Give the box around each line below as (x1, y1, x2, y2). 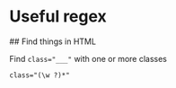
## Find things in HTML (9, 36, 97, 47)
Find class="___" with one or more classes (9, 53, 168, 64)
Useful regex (9, 6, 108, 27)
